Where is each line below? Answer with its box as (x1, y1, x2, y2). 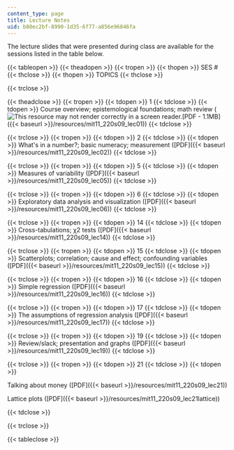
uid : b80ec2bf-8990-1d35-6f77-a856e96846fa (7, 23, 136, 30)
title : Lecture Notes (7, 17, 71, 24)
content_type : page (7, 10, 64, 17)
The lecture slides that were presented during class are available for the (7, 43, 214, 51)
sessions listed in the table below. (7, 50, 104, 58)
